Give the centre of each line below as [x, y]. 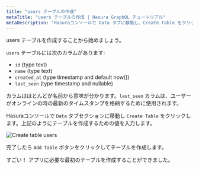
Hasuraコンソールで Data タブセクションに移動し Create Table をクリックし [99, 116]
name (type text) [33, 71]
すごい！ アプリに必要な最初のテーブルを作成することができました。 [90, 160]
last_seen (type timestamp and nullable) [64, 84]
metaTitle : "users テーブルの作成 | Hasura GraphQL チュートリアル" [86, 17]
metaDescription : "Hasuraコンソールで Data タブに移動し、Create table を [94, 23]
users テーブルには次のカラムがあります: [56, 53]
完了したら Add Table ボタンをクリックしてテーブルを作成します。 [86, 147]
